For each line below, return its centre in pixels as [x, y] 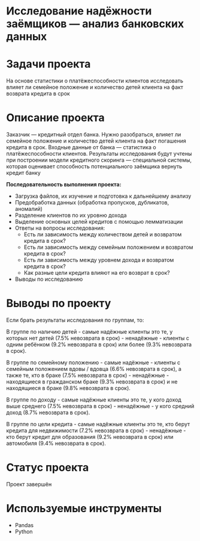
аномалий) [29, 209]
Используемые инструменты [84, 509]
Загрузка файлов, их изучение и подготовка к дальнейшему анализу [103, 196]
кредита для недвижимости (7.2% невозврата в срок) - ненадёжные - [96, 430]
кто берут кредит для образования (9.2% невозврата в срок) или [90, 437]
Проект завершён [29, 484]
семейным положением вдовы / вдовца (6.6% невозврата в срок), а [94, 369]
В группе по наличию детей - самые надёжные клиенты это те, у [90, 332]
